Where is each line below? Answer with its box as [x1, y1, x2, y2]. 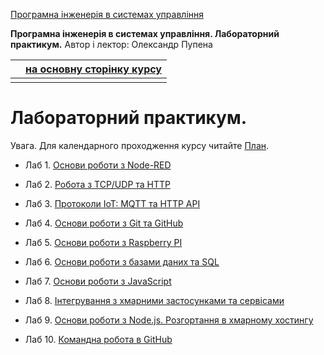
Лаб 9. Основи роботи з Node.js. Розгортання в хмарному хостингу [24, 314, 314, 326]
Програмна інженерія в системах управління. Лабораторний [10, 28, 280, 39]
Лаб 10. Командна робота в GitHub [24, 333, 173, 345]
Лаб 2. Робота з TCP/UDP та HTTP [24, 178, 172, 190]
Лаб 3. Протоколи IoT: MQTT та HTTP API [24, 197, 201, 209]
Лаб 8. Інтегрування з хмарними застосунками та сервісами [24, 294, 285, 306]
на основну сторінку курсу [25, 62, 162, 76]
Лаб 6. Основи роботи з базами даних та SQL [24, 255, 220, 268]
